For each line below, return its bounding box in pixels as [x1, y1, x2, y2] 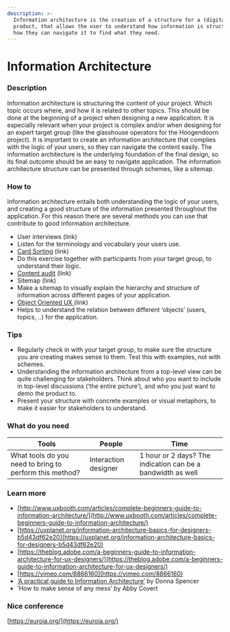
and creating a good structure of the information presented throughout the [7, 205, 217, 213]
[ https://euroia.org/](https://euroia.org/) [7, 617, 118, 625]
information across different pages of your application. [16, 291, 171, 300]
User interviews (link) [16, 233, 77, 241]
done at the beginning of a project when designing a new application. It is [7, 113, 214, 122]
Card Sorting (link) [16, 247, 70, 256]
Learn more [7, 488, 47, 498]
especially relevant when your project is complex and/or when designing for [7, 121, 221, 129]
